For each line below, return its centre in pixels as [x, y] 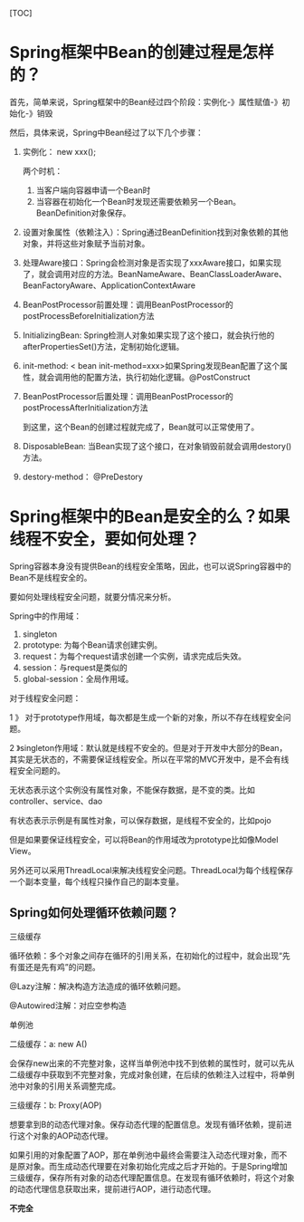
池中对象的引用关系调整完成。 [65, 1085]
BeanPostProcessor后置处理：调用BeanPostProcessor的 [128, 396]
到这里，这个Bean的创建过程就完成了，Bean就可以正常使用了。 [141, 427]
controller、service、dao [56, 801]
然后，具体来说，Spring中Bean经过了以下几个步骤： [106, 132]
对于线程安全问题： [45, 698]
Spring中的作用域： [46, 616]
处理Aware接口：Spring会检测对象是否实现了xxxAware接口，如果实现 [152, 263]
